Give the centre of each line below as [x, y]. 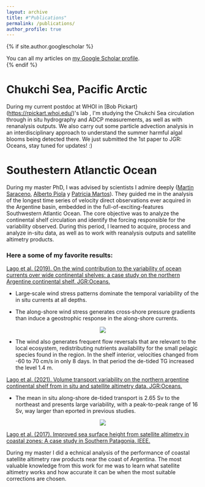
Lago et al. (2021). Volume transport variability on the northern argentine [98, 380]
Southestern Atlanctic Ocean [82, 171]
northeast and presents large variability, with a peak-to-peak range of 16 [106, 404]
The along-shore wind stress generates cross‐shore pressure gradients [105, 312]
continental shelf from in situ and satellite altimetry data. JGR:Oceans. [94, 386]
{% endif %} [22, 65]
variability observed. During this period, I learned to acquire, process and [99, 227]
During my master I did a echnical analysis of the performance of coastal [98, 453]
